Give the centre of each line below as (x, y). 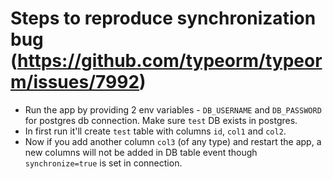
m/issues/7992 (75, 82)
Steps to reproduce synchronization (163, 18)
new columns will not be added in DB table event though (141, 152)
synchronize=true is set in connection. (103, 163)
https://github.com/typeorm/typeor (170, 61)
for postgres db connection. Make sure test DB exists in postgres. (161, 120)
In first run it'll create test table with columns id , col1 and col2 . (155, 131)
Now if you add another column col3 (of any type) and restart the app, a (173, 141)
